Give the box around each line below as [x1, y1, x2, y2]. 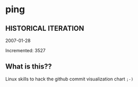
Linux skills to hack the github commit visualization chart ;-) [5, 76, 134, 82]
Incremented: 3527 [5, 48, 46, 53]
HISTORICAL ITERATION [5, 24, 84, 33]
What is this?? [5, 62, 52, 71]
